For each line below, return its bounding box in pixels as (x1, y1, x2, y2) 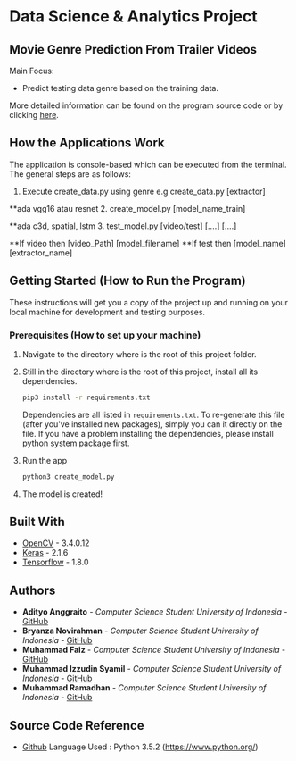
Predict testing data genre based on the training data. (21, 83, 218, 93)
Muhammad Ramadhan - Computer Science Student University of (21, 682, 267, 693)
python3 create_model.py (21, 472, 115, 481)
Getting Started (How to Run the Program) (9, 273, 247, 289)
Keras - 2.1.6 (21, 548, 69, 558)
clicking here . (9, 110, 60, 120)
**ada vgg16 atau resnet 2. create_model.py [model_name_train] (9, 203, 246, 213)
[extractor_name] (9, 247, 73, 258)
